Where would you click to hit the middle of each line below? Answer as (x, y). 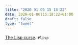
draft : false (18, 19)
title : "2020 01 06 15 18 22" (36, 10)
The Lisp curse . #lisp (27, 38)
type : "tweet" (20, 23)
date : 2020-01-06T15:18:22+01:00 (39, 14)
